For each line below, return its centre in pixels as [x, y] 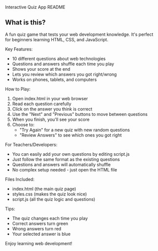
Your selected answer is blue [41, 234]
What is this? [25, 22]
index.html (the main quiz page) [44, 189]
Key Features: [19, 49]
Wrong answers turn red [37, 228]
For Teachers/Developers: [31, 144]
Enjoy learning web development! [39, 243]
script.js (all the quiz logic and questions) [54, 199]
